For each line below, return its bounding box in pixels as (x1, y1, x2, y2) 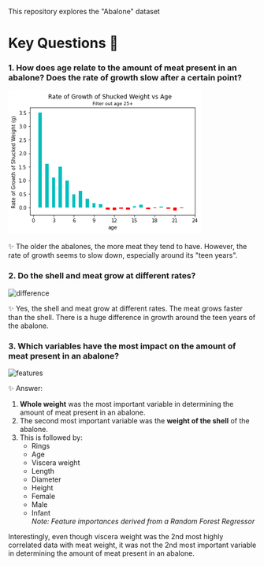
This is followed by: (19, 433, 83, 442)
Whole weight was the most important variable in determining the (19, 400, 234, 409)
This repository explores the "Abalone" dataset (8, 7, 160, 16)
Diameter (31, 475, 61, 484)
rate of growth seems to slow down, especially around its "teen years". (8, 251, 238, 260)
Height (31, 483, 54, 493)
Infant (31, 508, 51, 518)
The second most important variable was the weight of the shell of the (19, 416, 250, 426)
